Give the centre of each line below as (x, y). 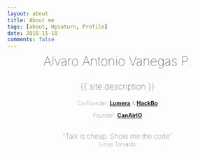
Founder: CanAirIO (118, 115)
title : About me (31, 20)
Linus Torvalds (118, 144)
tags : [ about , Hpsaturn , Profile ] (58, 26)
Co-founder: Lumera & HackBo (118, 103)
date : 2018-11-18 (33, 33)
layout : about (28, 14)
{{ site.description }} (118, 86)
